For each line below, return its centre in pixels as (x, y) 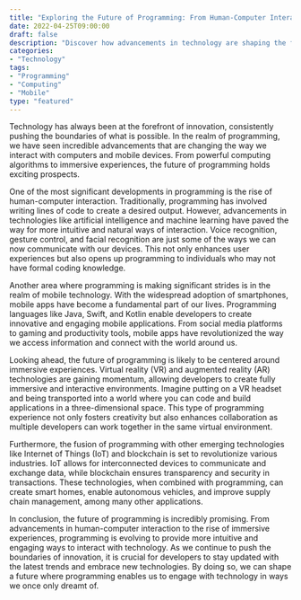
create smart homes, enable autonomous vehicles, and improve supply (140, 492)
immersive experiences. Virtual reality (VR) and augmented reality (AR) (140, 370)
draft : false (34, 34)
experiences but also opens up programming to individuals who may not (142, 259)
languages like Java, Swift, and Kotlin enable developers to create (131, 314)
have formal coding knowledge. (68, 268)
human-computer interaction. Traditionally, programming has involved (138, 201)
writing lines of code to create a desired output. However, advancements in (148, 211)
